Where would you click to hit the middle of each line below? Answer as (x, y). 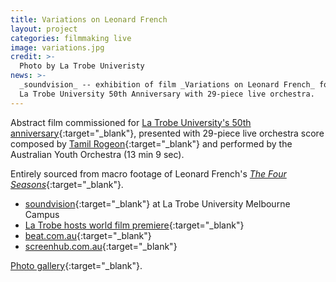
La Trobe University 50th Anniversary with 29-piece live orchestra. (167, 94)
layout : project (44, 29)
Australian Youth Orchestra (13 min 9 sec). (97, 154)
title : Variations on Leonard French (89, 19)
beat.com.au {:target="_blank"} (88, 235)
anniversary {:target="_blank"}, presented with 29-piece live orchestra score (167, 133)
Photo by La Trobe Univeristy (82, 66)
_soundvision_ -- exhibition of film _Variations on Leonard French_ (167, 85)
